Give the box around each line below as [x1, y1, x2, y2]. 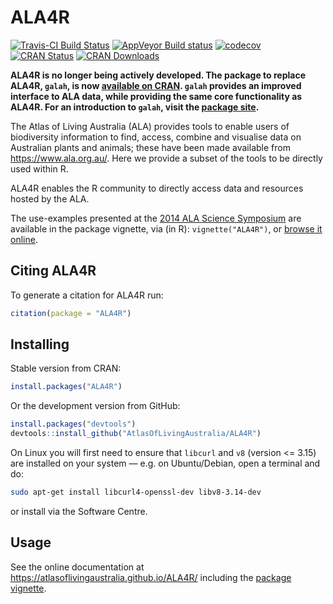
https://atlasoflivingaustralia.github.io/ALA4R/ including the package [10, 571, 292, 583]
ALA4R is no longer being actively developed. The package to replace [10, 69, 306, 81]
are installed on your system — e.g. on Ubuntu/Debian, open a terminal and [10, 457, 321, 470]
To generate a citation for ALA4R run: [10, 289, 164, 301]
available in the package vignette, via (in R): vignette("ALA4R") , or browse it [10, 222, 323, 235]
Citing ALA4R [10, 262, 97, 280]
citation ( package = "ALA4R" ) [10, 308, 132, 318]
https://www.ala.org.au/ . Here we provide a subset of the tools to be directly [10, 152, 323, 164]
